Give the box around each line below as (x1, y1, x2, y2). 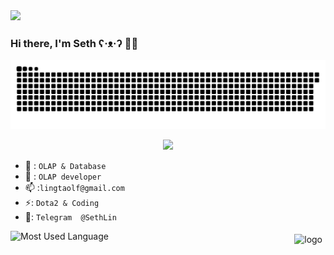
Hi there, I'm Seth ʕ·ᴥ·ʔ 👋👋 (10, 36, 139, 50)
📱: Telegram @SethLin (24, 211, 117, 223)
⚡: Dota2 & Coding (24, 197, 100, 209)
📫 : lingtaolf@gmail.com (24, 182, 125, 194)
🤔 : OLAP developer (24, 170, 102, 183)
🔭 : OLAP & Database (24, 160, 107, 172)
